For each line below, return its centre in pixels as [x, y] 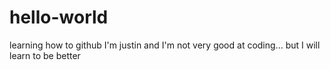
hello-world [59, 17]
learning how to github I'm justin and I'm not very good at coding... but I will [165, 45]
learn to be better [45, 55]
